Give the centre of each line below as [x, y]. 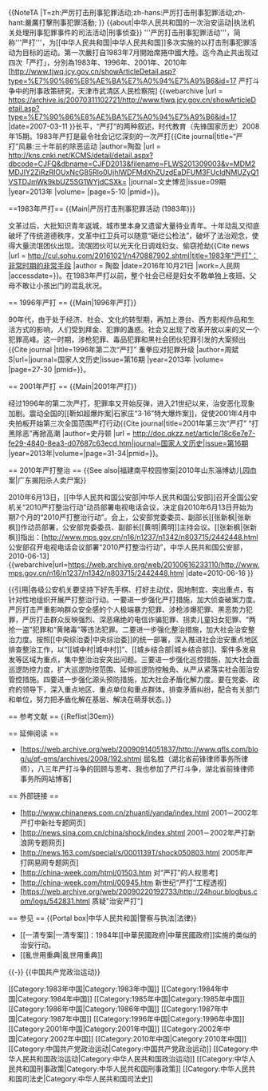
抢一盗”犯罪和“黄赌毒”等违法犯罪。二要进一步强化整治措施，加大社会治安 [128, 629]
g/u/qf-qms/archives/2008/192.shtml [81, 759]
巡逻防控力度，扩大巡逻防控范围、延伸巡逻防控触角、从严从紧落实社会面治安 [134, 669]
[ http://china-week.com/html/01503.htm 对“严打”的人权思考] [119, 873]
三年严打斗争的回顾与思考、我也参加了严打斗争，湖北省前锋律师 [149, 769]
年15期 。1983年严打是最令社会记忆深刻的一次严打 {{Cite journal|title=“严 [126, 136]
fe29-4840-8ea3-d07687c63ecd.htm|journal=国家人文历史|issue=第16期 [128, 443]
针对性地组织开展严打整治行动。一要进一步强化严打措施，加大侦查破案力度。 [134, 599]
